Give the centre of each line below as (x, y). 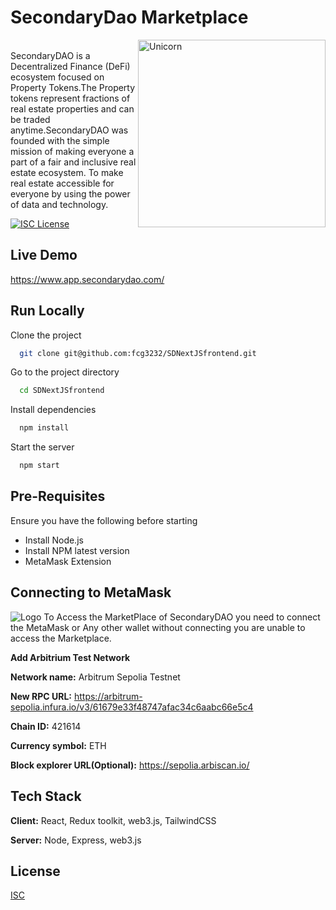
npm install (44, 428)
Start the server (42, 447)
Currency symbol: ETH (58, 745)
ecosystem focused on (57, 77)
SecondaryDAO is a (50, 55)
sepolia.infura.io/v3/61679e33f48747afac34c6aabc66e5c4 (132, 707)
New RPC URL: (41, 696)
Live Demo (44, 255)
